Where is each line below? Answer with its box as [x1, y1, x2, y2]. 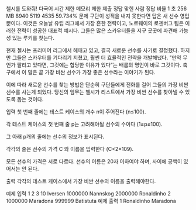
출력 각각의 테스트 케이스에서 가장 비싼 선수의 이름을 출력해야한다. [6, 178, 156, 184]
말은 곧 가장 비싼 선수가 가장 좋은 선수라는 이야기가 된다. [27, 69, 156, 75]
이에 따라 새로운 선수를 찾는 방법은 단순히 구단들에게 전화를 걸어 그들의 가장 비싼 [6, 81, 189, 88]
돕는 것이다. [16, 96, 44, 102]
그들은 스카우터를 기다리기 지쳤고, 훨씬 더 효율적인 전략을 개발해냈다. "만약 [12, 54, 182, 61]
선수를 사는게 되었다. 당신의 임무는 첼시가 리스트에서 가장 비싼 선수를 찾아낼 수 [6, 88, 184, 95]
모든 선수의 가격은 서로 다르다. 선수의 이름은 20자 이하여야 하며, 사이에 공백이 [6, 158, 183, 165]
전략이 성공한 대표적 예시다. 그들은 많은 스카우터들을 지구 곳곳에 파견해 [16, 27, 178, 34]
